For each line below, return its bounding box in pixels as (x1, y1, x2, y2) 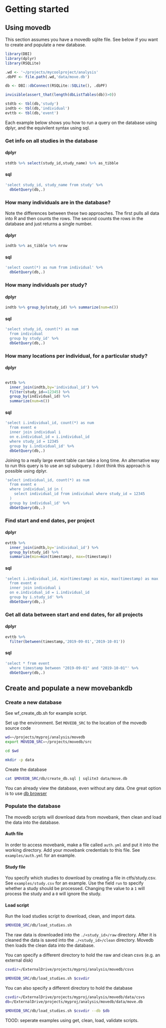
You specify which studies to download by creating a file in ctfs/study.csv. (5, 875, 157, 881)
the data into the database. (5, 819, 60, 825)
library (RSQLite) (5, 61, 41, 66)
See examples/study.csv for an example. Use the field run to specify (5, 880, 144, 886)
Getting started (5, 3, 69, 15)
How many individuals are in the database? (5, 199, 111, 206)
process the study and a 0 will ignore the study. (5, 891, 102, 897)
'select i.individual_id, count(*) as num (5, 420, 94, 425)
